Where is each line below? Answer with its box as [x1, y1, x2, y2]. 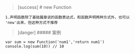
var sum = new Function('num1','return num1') [5, 39, 105, 44]
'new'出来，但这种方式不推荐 [5, 20, 58, 25]
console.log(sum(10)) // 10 [5, 44, 64, 49]
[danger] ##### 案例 [17, 29, 61, 35]
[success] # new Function [17, 4, 72, 10]
